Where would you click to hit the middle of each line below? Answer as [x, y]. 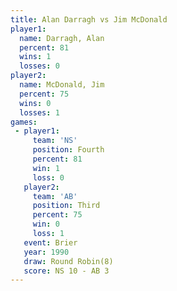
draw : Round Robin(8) [68, 261]
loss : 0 [48, 177]
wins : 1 [35, 57]
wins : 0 [35, 103]
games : [24, 122]
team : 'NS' [55, 141]
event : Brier [50, 242]
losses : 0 [39, 66]
